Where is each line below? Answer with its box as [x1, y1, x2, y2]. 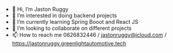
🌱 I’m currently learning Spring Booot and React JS [11, 18, 139, 25]
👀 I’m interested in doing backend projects [11, 12, 118, 19]
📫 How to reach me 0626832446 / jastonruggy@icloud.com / [11, 32, 167, 38]
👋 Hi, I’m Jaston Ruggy [11, 6, 69, 13]
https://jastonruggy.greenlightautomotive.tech [11, 40, 127, 47]
